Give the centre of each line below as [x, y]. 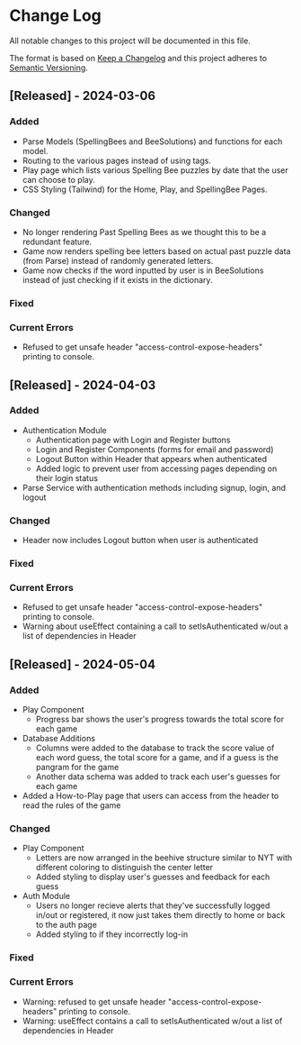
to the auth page [66, 925]
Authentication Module [65, 430]
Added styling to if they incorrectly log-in [112, 934]
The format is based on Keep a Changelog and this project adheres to [138, 58]
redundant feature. [57, 241]
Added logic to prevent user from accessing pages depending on [156, 468]
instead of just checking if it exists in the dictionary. [117, 279]
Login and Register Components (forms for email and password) [155, 449]
